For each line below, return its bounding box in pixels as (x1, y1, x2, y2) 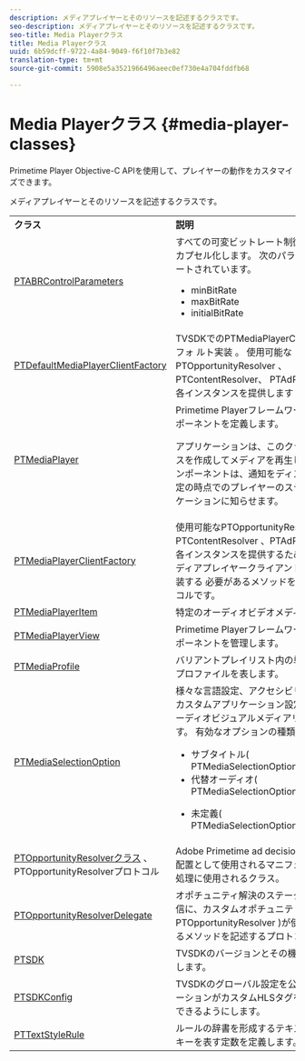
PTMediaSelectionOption (14, 756, 121, 768)
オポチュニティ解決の (175, 888, 266, 901)
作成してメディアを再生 (193, 454, 293, 466)
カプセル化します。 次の (175, 249, 278, 262)
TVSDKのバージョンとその (175, 946, 288, 959)
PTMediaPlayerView (14, 629, 100, 642)
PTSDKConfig (14, 990, 73, 1003)
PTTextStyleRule (14, 1028, 84, 1041)
